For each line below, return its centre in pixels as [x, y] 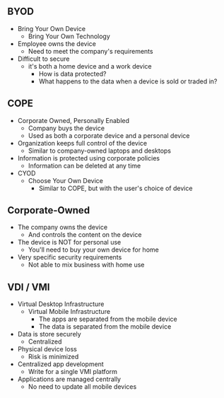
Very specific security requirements [70, 257]
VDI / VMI [29, 287]
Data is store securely [49, 334]
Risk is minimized [53, 357]
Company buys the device [66, 128]
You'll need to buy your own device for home [93, 250]
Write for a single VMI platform [73, 372]
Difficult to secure [43, 59]
